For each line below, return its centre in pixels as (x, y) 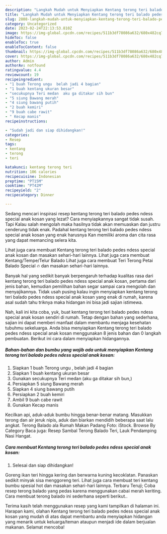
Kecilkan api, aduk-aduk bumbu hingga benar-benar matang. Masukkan (79, 415)
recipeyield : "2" (23, 190)
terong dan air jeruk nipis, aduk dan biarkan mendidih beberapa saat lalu (79, 420)
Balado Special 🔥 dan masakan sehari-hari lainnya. (57, 266)
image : (12, 33)
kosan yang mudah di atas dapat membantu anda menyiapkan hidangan (79, 516)
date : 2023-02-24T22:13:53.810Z (39, 28)
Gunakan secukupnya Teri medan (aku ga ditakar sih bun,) (72, 378)
